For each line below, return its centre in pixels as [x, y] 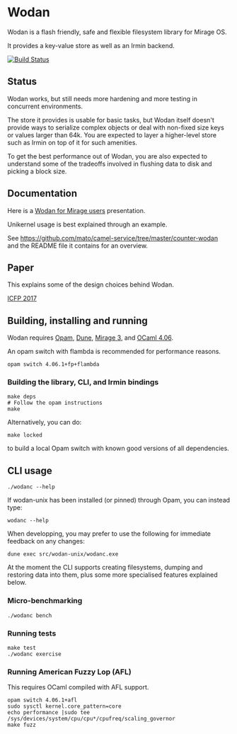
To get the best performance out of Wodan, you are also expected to [107, 156]
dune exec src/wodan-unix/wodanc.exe [63, 554]
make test [22, 648]
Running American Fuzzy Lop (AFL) [70, 672]
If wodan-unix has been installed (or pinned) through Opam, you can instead [119, 500]
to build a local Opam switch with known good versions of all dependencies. [118, 448]
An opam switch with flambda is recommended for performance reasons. [114, 352]
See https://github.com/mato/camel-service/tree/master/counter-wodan [112, 238]
